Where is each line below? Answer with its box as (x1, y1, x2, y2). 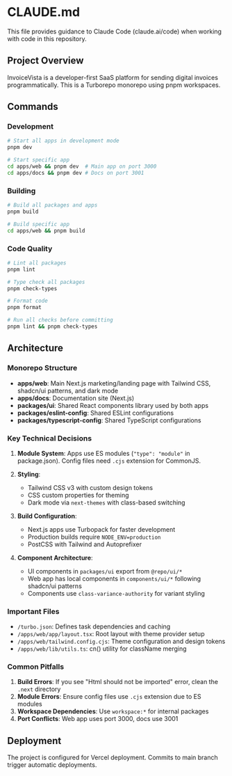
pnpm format (7, 304, 42, 311)
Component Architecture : (17, 553, 93, 562)
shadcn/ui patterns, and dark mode (17, 386, 119, 395)
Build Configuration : (17, 512, 78, 520)
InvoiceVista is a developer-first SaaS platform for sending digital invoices (7, 73, 219, 81)
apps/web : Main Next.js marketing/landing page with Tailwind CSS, (17, 379, 211, 387)
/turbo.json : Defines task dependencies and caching (17, 622, 171, 631)
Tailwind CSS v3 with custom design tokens (27, 483, 154, 491)
